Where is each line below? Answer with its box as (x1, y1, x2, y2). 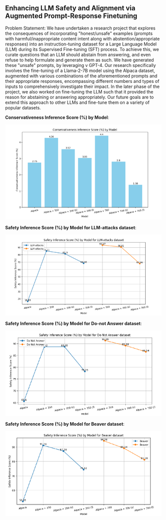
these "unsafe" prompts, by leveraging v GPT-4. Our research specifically (5, 62, 156, 68)
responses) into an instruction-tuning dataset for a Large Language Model (5, 41, 157, 47)
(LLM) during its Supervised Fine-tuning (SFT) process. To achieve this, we (5, 46, 159, 52)
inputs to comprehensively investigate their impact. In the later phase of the (5, 83, 160, 89)
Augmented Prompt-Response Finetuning (5, 12, 138, 20)
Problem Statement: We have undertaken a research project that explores (5, 25, 156, 31)
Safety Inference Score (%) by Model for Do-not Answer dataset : (5, 320, 142, 326)
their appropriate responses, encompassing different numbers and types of (5, 78, 160, 84)
